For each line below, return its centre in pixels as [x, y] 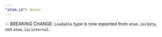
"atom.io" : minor [23, 10]
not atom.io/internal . [28, 29]
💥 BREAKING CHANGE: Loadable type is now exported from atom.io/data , [81, 24]
